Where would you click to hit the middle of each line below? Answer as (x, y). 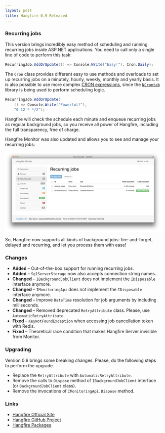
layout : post (19, 10)
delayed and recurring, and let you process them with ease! (66, 245)
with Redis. (23, 326)
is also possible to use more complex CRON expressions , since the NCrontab (82, 85)
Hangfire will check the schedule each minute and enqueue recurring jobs (81, 119)
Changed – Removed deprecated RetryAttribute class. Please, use (81, 310)
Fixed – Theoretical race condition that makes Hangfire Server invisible (84, 332)
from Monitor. (26, 337)
